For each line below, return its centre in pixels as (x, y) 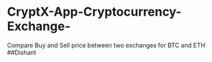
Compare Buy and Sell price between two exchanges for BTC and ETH (106, 45)
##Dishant (22, 52)
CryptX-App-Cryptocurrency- (94, 12)
